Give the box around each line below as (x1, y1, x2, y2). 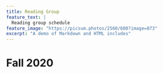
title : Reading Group (6, 8, 60, 15)
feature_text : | (6, 14, 46, 20)
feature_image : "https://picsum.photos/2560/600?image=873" (6, 25, 158, 31)
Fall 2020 (6, 56, 54, 70)
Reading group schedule (11, 20, 70, 26)
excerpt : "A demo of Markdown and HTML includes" (6, 31, 132, 37)
